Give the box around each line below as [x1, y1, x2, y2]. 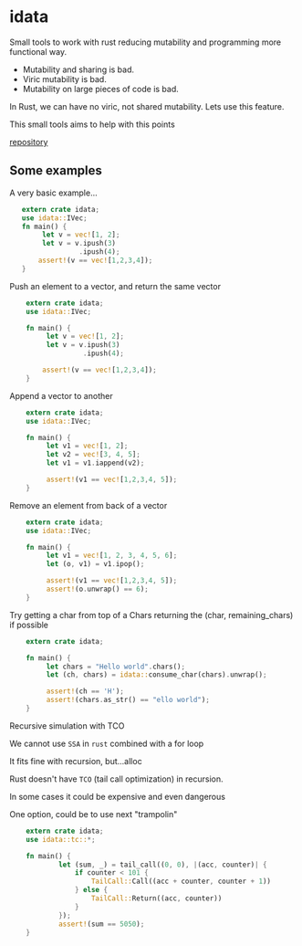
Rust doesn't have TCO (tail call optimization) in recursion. [9, 773, 224, 784]
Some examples [9, 163, 103, 179]
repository [9, 136, 48, 147]
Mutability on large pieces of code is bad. [22, 83, 180, 94]
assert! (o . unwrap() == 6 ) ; [46, 584, 149, 594]
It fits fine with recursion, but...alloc [9, 755, 143, 766]
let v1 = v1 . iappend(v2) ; [46, 458, 145, 468]
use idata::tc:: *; [26, 835, 96, 844]
